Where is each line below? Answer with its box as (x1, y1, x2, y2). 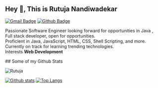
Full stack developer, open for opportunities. (5, 33, 96, 39)
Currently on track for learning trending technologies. (5, 43, 114, 49)
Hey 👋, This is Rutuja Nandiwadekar (5, 5, 117, 13)
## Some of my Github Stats (5, 58, 63, 64)
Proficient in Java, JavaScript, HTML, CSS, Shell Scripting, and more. (5, 38, 146, 44)
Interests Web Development (5, 48, 63, 54)
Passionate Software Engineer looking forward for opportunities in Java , (5, 28, 154, 34)
